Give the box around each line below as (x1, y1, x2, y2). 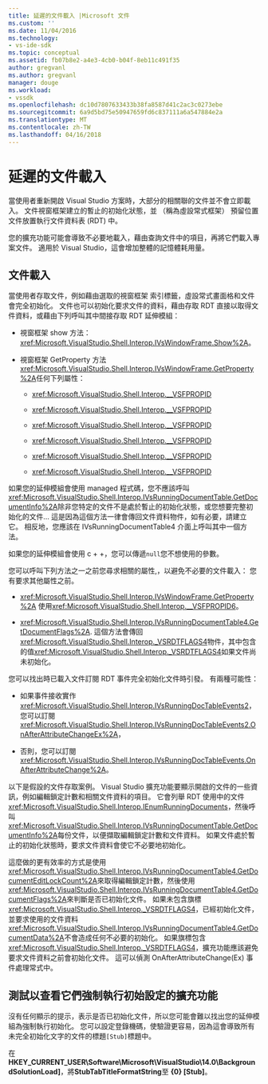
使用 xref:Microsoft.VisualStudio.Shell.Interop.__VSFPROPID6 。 (37, 602, 243, 611)
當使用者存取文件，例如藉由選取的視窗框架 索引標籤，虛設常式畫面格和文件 (8, 291, 255, 301)
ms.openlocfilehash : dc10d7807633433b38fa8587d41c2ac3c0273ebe (8, 101, 223, 109)
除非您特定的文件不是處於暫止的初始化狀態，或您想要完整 (57, 502, 246, 512)
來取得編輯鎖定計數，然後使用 (97, 876, 195, 886)
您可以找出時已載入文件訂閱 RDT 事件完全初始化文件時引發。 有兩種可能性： (8, 674, 259, 684)
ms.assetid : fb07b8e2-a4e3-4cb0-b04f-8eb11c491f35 (8, 57, 180, 65)
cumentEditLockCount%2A (8, 876, 98, 886)
